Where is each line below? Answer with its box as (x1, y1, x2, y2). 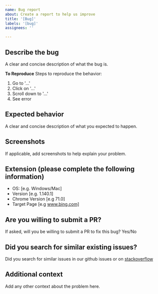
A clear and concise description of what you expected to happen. (5, 123, 137, 129)
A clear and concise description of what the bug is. (5, 61, 108, 67)
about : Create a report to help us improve (5, 12, 96, 17)
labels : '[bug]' (5, 21, 38, 26)
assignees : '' (5, 26, 34, 31)
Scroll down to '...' (12, 91, 49, 97)
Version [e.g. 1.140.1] (12, 191, 53, 197)
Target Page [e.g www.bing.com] (12, 201, 79, 207)
